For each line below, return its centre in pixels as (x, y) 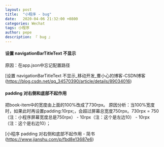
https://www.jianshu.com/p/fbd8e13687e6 (49, 139)
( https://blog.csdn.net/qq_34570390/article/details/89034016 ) (68, 81)
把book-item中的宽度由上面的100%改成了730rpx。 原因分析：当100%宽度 (80, 105)
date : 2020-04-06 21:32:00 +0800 (42, 19)
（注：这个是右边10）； (28, 123)
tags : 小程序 (17, 28)
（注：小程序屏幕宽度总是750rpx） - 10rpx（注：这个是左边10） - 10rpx (78, 117)
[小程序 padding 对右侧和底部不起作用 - (45, 134)
